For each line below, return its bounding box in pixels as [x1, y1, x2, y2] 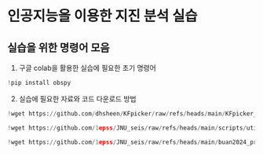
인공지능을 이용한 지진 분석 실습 [7, 7, 198, 25]
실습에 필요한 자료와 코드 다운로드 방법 [18, 93, 137, 103]
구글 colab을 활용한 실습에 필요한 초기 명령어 [18, 64, 156, 72]
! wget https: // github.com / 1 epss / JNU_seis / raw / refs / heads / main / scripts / [7, 123, 247, 132]
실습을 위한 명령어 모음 [7, 41, 111, 54]
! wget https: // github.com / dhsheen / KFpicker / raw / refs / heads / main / [7, 109, 226, 118]
